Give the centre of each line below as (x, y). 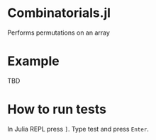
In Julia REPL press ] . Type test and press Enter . (78, 129)
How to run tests (57, 109)
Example (33, 61)
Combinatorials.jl (59, 13)
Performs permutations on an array (58, 33)
